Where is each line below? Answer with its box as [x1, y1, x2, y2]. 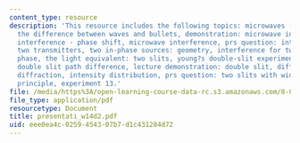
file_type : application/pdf [9, 95, 114, 105]
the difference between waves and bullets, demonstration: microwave [17, 29, 281, 38]
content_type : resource [9, 12, 98, 22]
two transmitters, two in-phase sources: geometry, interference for [17, 46, 281, 55]
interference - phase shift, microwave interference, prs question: [17, 37, 278, 47]
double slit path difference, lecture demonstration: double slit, [17, 63, 274, 72]
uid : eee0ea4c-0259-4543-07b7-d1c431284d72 [9, 121, 174, 130]
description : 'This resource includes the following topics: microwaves [9, 21, 286, 30]
